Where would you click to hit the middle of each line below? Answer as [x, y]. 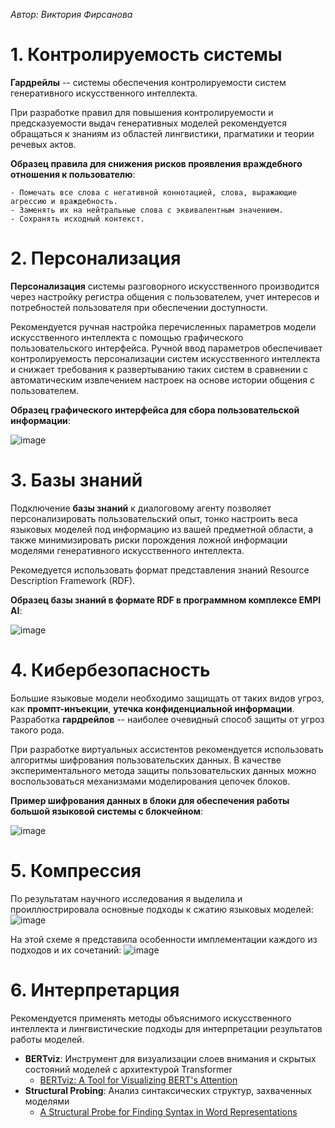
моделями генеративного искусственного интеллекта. [127, 550]
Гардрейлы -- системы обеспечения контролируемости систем [148, 82]
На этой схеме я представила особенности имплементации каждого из [164, 939]
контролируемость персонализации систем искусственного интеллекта [165, 358]
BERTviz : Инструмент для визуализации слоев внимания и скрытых [170, 1058]
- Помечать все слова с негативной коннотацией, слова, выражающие [154, 192]
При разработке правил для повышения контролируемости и [142, 112]
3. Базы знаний [76, 480]
